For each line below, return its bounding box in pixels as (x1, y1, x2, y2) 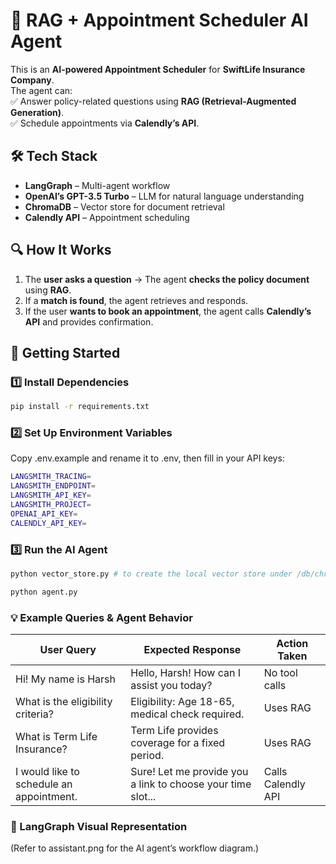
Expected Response (143, 643, 242, 657)
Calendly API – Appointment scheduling (24, 211, 190, 223)
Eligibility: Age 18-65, (130, 695, 235, 709)
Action (276, 637, 309, 651)
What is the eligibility (15, 695, 113, 709)
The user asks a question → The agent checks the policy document (24, 273, 310, 285)
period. (130, 749, 165, 763)
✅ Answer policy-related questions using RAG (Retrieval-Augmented (10, 95, 297, 107)
